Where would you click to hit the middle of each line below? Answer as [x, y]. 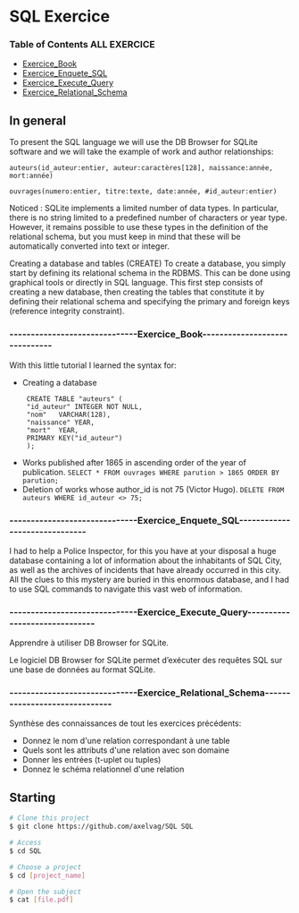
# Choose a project [46, 867]
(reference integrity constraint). [67, 311]
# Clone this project [50, 818]
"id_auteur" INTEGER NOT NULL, [84, 406]
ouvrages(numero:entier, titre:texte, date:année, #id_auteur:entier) [143, 192]
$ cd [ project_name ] [48, 875]
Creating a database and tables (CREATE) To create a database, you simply [148, 264]
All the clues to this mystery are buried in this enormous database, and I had [149, 579]
